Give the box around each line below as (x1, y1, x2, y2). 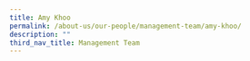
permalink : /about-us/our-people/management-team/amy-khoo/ (9, 22, 243, 30)
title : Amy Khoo (9, 13, 71, 22)
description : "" (9, 30, 71, 39)
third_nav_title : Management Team (9, 38, 141, 48)
